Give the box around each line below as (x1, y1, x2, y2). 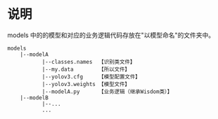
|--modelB (20, 94, 49, 101)
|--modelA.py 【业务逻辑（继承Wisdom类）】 (41, 88, 173, 95)
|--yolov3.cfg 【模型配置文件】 (41, 73, 141, 80)
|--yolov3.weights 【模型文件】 (41, 80, 130, 87)
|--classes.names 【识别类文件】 (41, 58, 136, 65)
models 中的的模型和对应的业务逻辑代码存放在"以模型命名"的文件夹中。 (7, 31, 215, 39)
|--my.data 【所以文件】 (41, 66, 130, 73)
